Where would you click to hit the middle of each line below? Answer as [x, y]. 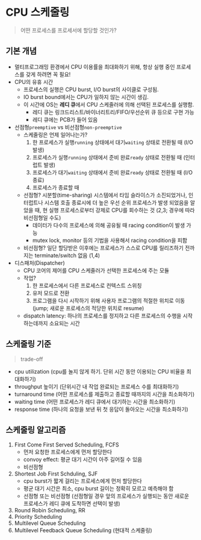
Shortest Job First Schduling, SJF [56, 474]
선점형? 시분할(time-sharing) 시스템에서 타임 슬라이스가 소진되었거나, [105, 195]
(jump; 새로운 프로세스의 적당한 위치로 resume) [88, 308]
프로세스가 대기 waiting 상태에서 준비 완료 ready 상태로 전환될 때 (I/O [113, 172]
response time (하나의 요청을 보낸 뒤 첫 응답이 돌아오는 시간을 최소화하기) [101, 409]
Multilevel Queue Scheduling [50, 523]
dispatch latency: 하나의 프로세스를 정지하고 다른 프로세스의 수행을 [102, 316]
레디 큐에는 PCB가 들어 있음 [65, 119]
